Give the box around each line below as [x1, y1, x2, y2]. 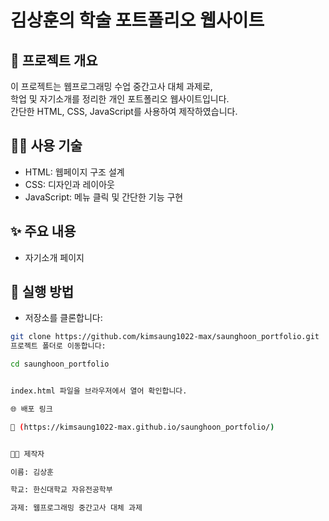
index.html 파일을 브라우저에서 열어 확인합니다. [10, 386, 188, 396]
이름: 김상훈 [10, 467, 55, 477]
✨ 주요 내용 [10, 223, 77, 240]
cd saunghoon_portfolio [10, 359, 110, 370]
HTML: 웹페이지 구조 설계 [24, 166, 125, 178]
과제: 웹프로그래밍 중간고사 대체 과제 [10, 503, 143, 513]
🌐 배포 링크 [10, 404, 53, 414]
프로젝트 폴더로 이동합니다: [10, 341, 107, 351]
